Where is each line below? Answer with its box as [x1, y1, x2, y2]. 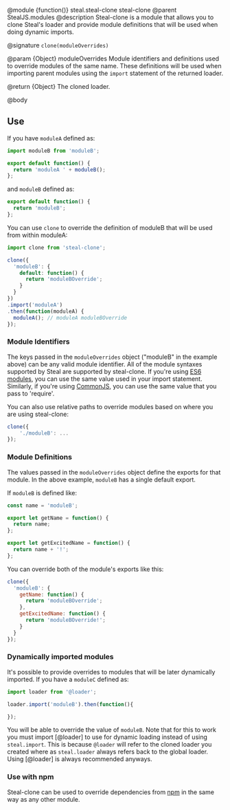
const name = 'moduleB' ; [7, 502, 78, 509]
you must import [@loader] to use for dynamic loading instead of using [7, 733, 208, 741]
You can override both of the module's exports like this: [7, 565, 164, 573]
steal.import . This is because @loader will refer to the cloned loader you [7, 740, 212, 749]
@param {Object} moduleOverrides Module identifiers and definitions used [7, 54, 220, 63]
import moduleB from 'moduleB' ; [7, 147, 100, 154]
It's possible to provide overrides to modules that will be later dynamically [7, 667, 216, 676]
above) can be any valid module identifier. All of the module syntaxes [7, 360, 203, 368]
